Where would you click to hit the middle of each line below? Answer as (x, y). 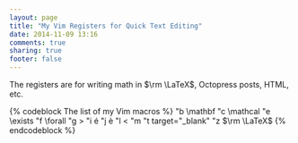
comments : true (38, 42)
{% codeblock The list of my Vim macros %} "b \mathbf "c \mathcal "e (140, 111)
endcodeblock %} (43, 130)
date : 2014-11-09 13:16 (54, 34)
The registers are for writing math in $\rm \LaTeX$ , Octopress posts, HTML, (149, 84)
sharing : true (36, 51)
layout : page (34, 17)
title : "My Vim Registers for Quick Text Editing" (106, 26)
